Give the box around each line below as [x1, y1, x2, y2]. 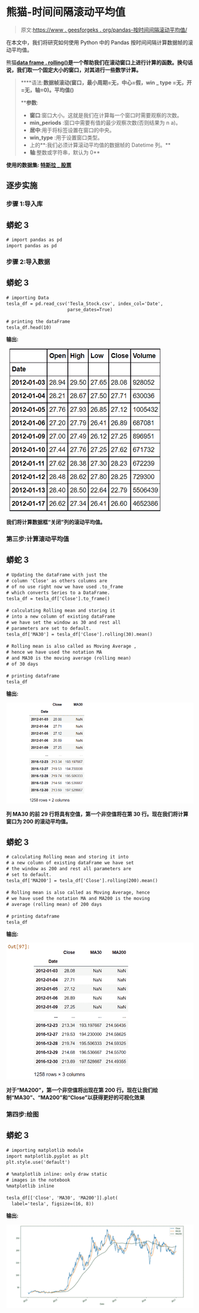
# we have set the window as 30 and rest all [6, 619, 121, 625]
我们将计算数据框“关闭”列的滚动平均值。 [6, 518, 106, 525]
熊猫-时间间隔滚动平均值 [6, 5, 126, 19]
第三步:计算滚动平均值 [6, 534, 70, 543]
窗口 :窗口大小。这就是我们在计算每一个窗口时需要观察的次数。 [29, 111, 182, 119]
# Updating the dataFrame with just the [6, 572, 108, 578]
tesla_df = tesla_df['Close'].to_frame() [6, 596, 110, 602]
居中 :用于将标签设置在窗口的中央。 [29, 126, 115, 134]
